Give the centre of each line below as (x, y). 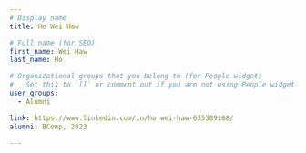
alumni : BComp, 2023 (49, 127)
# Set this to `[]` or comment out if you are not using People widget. (154, 85)
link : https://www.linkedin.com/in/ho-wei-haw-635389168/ (122, 118)
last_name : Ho (36, 60)
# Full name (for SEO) (52, 43)
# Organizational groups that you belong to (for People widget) (136, 76)
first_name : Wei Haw (49, 51)
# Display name (38, 18)
